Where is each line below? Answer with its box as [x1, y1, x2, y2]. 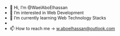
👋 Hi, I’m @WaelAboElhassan [9, 5, 68, 10]
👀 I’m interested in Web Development [9, 10, 84, 16]
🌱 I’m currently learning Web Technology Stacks [9, 15, 106, 20]
